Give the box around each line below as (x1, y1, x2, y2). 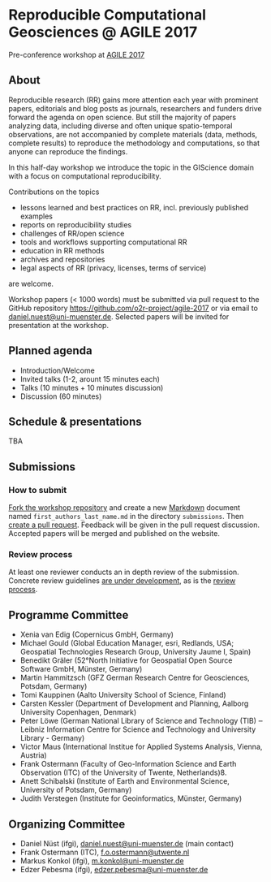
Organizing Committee (8, 817, 126, 831)
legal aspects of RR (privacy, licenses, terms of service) (19, 262, 207, 273)
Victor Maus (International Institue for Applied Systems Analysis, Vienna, (19, 741, 263, 752)
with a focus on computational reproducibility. (8, 171, 161, 180)
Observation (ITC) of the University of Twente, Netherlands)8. (19, 767, 227, 777)
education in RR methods (19, 245, 105, 255)
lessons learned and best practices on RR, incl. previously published (19, 202, 249, 212)
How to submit (8, 484, 67, 495)
